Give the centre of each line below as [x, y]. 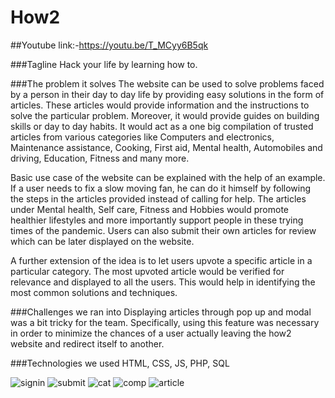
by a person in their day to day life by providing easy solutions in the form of [167, 94]
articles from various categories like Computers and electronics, [142, 137]
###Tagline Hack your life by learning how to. [104, 64]
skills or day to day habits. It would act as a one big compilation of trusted [162, 126]
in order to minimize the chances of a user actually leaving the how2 [151, 333]
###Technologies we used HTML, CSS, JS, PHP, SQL [120, 363]
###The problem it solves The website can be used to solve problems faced [167, 83]
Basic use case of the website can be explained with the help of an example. [168, 177]
